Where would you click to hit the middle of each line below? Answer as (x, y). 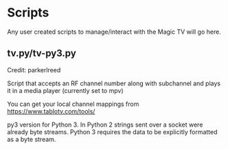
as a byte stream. (32, 139)
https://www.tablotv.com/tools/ (51, 111)
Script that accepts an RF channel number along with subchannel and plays (114, 83)
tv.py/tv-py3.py (42, 53)
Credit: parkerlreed (34, 69)
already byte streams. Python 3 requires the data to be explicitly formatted (112, 131)
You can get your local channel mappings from (73, 104)
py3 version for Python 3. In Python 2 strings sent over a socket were (105, 125)
